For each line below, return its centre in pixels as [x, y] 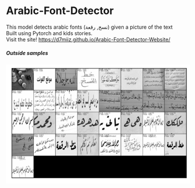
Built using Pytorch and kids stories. [49, 33]
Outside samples [27, 53]
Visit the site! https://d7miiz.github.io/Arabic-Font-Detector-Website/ [88, 39]
